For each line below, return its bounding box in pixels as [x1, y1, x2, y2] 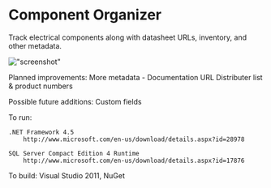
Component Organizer [8, 6, 162, 24]
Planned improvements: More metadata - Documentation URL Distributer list [8, 72, 263, 82]
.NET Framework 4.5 [8, 128, 75, 136]
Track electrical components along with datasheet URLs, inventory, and [8, 32, 247, 42]
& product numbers [8, 81, 73, 91]
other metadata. [8, 41, 62, 50]
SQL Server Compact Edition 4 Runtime [8, 149, 140, 157]
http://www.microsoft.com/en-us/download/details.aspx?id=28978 [23, 135, 245, 143]
